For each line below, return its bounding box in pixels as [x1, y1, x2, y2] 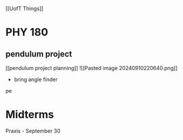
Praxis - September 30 [5, 127, 61, 134]
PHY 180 [5, 26, 48, 39]
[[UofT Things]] [5, 5, 44, 12]
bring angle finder [14, 76, 58, 83]
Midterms [5, 108, 54, 121]
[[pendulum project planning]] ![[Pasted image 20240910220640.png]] [5, 65, 178, 71]
